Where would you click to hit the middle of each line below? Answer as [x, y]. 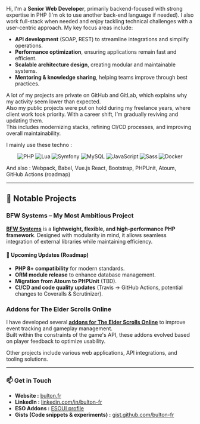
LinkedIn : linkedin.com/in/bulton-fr [58, 402]
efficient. [26, 58]
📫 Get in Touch [29, 380]
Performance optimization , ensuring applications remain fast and [96, 52]
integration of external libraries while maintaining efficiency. [79, 241]
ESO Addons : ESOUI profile [49, 408]
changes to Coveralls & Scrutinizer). [59, 294]
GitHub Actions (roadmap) [38, 174]
